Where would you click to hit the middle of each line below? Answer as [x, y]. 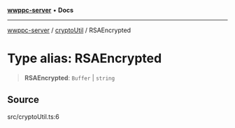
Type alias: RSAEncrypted [85, 58]
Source [23, 100]
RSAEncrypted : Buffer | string [70, 78]
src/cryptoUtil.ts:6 [33, 116]
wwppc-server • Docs [41, 10]
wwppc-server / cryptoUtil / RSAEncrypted [69, 30]
